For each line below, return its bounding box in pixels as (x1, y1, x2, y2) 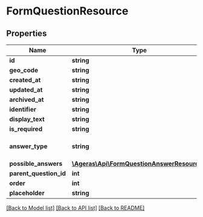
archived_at (9, 95, 44, 104)
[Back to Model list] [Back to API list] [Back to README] (6, 204, 145, 212)
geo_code (9, 66, 38, 74)
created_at (9, 76, 41, 84)
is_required (9, 125, 43, 133)
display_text (9, 115, 45, 123)
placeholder (9, 189, 45, 197)
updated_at (9, 86, 43, 94)
